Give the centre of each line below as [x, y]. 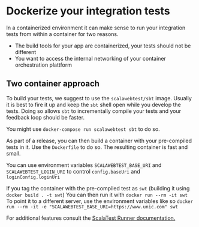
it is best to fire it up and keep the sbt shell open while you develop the [94, 104]
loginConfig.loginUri [33, 177]
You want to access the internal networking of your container [91, 58]
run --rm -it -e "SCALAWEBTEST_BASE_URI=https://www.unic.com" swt [92, 207]
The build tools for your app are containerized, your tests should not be [103, 46]
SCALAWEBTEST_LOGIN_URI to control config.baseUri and [73, 171]
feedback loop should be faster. [46, 117]
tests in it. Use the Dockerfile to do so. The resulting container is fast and [97, 147]
